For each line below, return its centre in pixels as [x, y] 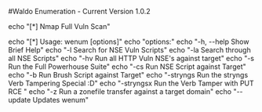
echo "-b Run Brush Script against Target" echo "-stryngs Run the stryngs [128, 75]
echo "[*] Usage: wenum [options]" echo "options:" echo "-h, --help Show [129, 42]
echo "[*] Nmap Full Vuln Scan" [59, 26]
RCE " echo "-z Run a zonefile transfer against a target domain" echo [120, 92]
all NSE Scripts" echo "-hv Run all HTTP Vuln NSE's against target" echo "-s [131, 58]
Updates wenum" [60, 100]
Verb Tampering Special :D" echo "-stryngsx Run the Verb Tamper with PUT [131, 83]
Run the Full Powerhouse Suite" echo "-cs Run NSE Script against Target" [127, 67]
